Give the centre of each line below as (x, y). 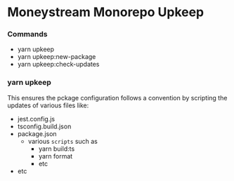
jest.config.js (36, 119)
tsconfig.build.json (44, 126)
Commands (27, 34)
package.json (37, 133)
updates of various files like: (48, 105)
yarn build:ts (57, 149)
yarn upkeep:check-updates (58, 65)
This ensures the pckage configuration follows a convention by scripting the (117, 98)
